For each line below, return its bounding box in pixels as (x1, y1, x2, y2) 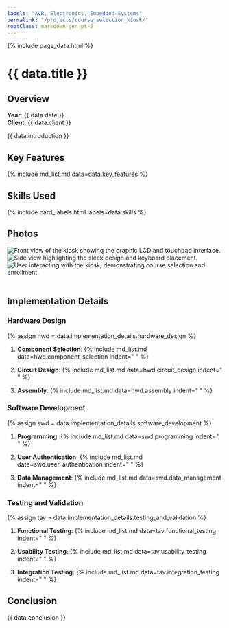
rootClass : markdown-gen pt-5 (7, 23, 94, 30)
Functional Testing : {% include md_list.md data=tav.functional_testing (16, 527, 217, 535)
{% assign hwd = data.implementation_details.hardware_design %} (7, 331, 197, 340)
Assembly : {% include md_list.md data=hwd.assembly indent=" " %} (16, 386, 213, 394)
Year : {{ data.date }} (7, 111, 64, 120)
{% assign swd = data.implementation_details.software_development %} (7, 418, 212, 427)
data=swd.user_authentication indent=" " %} (16, 460, 144, 468)
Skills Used (7, 190, 56, 201)
